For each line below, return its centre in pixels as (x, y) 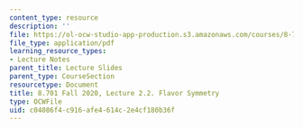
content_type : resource (54, 18)
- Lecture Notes (40, 59)
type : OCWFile (36, 101)
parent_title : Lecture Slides (66, 69)
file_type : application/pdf (62, 43)
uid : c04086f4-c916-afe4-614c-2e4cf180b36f (92, 110)
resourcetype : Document (54, 85)
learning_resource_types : (58, 51)
